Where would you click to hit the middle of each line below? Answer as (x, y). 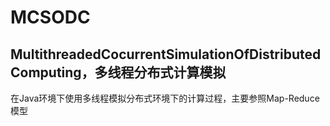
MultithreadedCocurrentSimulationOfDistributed (166, 54)
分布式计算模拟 (180, 72)
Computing (46, 72)
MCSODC (50, 17)
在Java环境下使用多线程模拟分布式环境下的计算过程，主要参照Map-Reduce (165, 98)
